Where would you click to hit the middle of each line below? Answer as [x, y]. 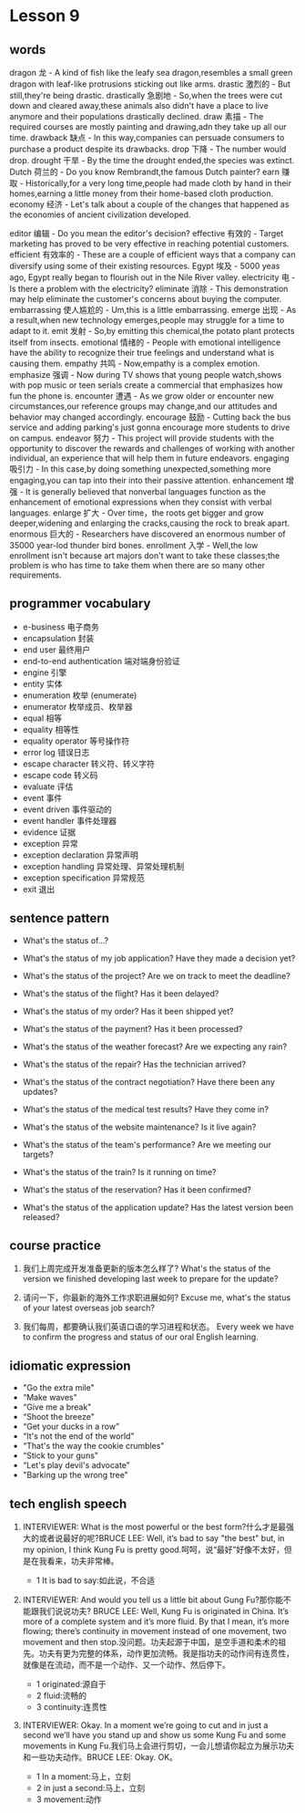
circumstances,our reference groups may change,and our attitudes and [143, 406]
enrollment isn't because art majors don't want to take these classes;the [145, 556]
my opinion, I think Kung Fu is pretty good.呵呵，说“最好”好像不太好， [153, 1550]
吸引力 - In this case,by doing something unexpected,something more [140, 469]
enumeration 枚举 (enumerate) [80, 695]
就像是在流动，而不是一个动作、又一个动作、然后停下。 [126, 1665]
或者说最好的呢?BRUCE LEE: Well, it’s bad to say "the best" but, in [162, 1538]
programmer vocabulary [80, 604]
